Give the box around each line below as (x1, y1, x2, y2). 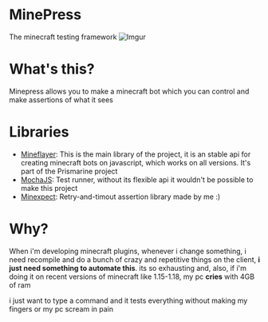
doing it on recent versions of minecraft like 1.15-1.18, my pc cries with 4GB (9, 272, 254, 281)
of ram (9, 280, 31, 289)
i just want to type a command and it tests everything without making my (9, 296, 248, 305)
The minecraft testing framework (9, 32, 117, 42)
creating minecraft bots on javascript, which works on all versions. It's (20, 157, 251, 167)
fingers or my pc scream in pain (9, 304, 114, 313)
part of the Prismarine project (20, 166, 118, 176)
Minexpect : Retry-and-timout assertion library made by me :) (20, 192, 221, 201)
